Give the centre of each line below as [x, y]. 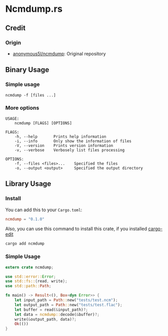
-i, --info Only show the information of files [73, 141]
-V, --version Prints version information [64, 145]
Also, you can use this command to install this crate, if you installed [76, 229]
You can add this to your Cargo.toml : [44, 210]
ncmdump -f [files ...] [31, 95]
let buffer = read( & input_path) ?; [51, 310]
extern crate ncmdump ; [29, 267]
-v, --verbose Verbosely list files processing [70, 150]
